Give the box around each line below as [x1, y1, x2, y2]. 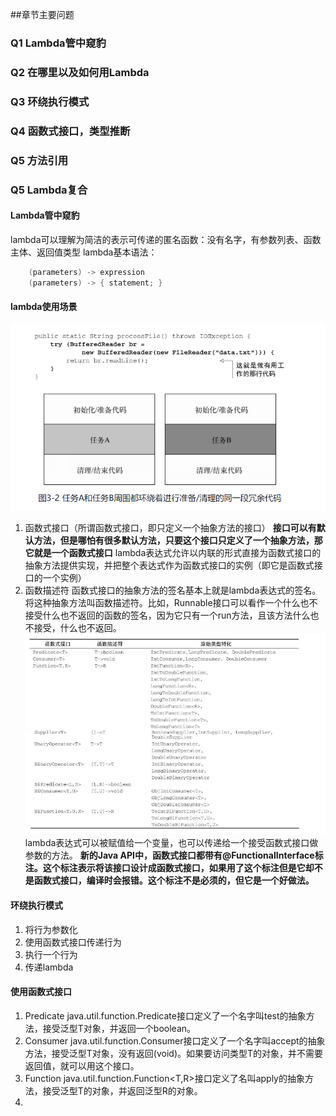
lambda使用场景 [10, 301, 78, 313]
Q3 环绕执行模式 [10, 94, 90, 108]
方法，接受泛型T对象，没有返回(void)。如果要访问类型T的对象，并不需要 [24, 1047, 324, 1059]
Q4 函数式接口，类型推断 [10, 124, 131, 138]
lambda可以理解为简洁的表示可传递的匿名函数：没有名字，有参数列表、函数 [10, 233, 322, 245]
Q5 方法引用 [10, 153, 69, 167]
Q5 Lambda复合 [10, 183, 88, 197]
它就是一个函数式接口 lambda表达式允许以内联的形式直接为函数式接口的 [24, 546, 322, 558]
